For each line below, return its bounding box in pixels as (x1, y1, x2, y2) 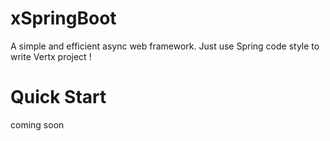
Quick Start (10, 86, 107, 109)
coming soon (10, 118, 65, 131)
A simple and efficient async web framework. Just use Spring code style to (10, 40, 320, 52)
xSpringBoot (10, 7, 117, 30)
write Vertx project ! (10, 50, 92, 62)
